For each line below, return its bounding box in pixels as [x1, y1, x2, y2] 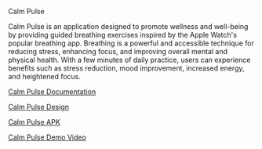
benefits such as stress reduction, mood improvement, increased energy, [8, 64, 245, 73]
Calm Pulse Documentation [8, 87, 96, 96]
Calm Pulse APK [8, 118, 60, 126]
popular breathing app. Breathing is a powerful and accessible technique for [8, 38, 255, 48]
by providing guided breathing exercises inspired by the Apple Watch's [8, 31, 238, 39]
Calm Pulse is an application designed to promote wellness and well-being [8, 22, 249, 31]
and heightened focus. [8, 72, 81, 81]
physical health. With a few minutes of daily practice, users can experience [8, 55, 251, 64]
